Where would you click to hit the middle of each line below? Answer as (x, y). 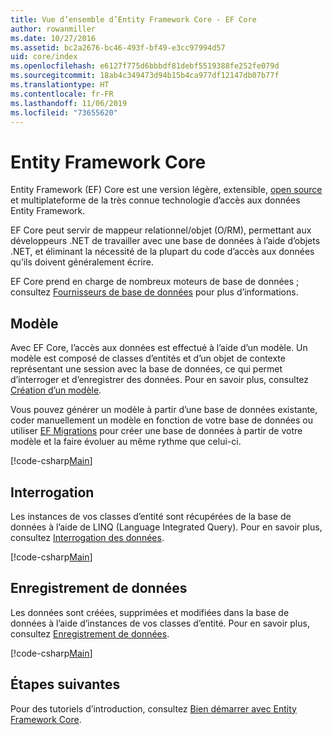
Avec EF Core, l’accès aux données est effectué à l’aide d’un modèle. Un (159, 348)
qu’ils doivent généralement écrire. (82, 262)
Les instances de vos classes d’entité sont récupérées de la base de (151, 516)
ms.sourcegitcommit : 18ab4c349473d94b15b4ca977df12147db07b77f (145, 76)
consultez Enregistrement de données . (90, 633)
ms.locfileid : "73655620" (64, 112)
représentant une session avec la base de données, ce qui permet (146, 369)
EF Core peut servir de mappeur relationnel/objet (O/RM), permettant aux (161, 230)
